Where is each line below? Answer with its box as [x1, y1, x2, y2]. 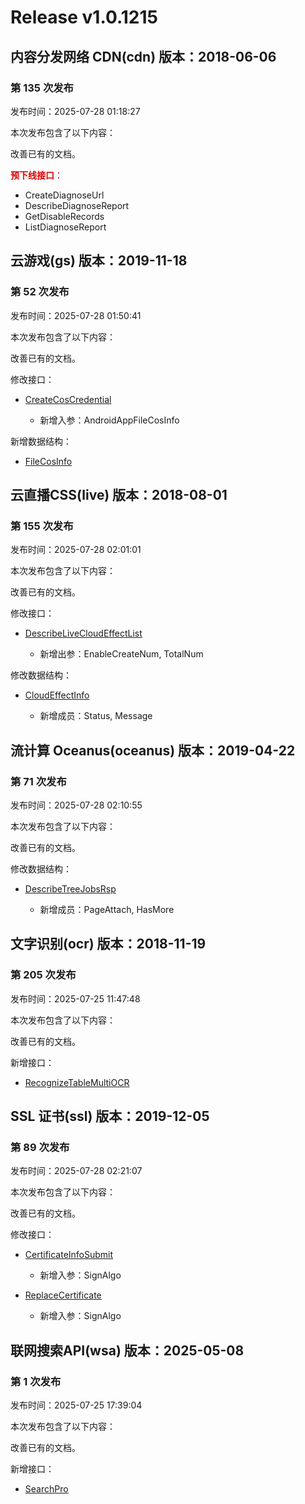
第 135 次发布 [10, 81, 74, 95]
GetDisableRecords [24, 210, 105, 222]
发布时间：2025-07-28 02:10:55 [10, 799, 143, 811]
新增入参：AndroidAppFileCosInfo [39, 414, 180, 426]
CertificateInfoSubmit [24, 1249, 114, 1261]
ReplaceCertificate [24, 1289, 102, 1301]
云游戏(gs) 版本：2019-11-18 [10, 252, 188, 270]
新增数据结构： [10, 435, 72, 447]
